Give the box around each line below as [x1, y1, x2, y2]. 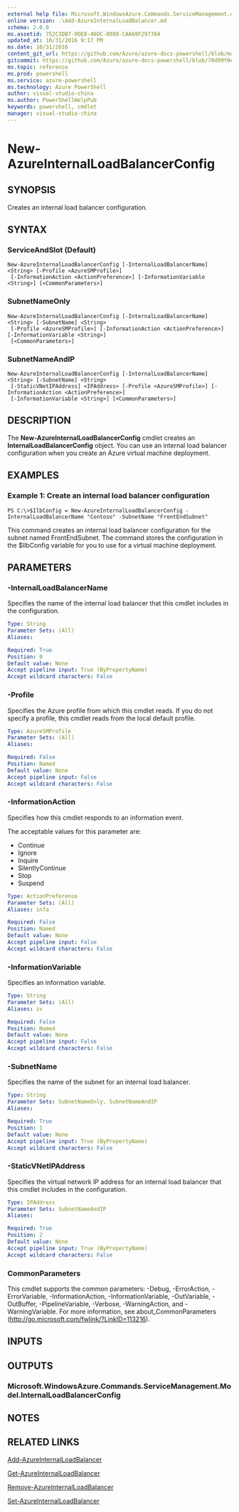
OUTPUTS [7, 1359, 53, 1371]
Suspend [17, 879, 45, 887]
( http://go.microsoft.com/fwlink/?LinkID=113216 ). [7, 1315, 151, 1323]
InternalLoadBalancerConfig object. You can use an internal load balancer [7, 441, 228, 449]
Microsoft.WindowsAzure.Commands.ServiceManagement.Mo [7, 1381, 232, 1391]
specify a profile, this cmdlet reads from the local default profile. [7, 714, 196, 722]
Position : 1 [7, 1124, 43, 1131]
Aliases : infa [7, 906, 50, 913]
